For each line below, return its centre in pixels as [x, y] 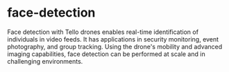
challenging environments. [45, 61]
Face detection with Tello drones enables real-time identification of [103, 32]
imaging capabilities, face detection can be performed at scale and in [107, 54]
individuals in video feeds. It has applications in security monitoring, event [113, 39]
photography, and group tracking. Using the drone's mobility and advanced [115, 46]
